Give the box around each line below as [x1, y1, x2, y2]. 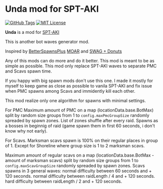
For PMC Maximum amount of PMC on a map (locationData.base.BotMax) [5, 107, 154, 113]
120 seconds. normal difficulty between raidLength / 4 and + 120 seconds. [5, 173, 155, 179]
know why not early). [5, 128, 48, 134]
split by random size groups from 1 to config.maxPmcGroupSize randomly [5, 112, 150, 118]
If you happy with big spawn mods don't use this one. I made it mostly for [5, 78, 153, 83]
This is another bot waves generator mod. [5, 38, 90, 45]
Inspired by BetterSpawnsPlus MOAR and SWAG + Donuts [5, 48, 122, 54]
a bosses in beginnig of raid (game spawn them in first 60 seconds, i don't [5, 123, 155, 129]
